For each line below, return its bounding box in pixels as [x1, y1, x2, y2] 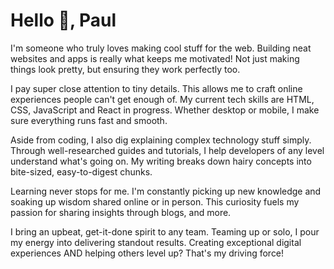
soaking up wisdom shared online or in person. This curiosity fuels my [10, 195, 300, 208]
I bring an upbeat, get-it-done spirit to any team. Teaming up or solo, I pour [10, 225, 320, 238]
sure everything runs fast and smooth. [10, 114, 168, 126]
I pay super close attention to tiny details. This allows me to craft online [10, 82, 303, 94]
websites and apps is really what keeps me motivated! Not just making [10, 52, 300, 64]
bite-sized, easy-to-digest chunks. [10, 165, 153, 178]
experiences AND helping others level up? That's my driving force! [10, 247, 285, 259]
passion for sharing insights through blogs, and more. [10, 206, 232, 218]
